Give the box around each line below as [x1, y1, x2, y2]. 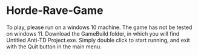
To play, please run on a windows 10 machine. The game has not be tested [6, 24, 193, 31]
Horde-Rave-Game [6, 4, 104, 18]
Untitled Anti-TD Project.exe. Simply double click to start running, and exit [6, 36, 190, 44]
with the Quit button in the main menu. [6, 43, 102, 50]
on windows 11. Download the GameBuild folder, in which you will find [6, 30, 180, 37]
